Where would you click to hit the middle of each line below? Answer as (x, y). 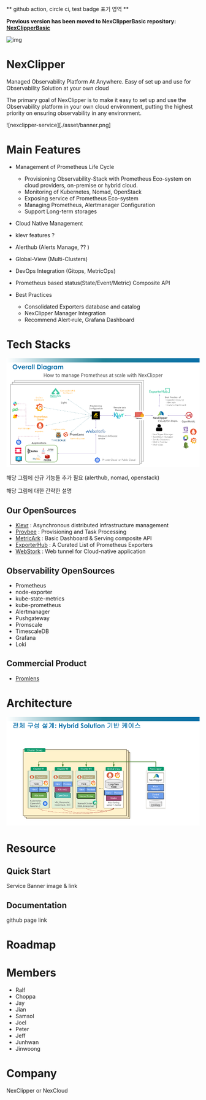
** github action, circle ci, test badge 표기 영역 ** (68, 9)
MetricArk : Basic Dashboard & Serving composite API (83, 538)
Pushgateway (32, 618)
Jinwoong (28, 1049)
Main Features (44, 150)
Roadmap (31, 945)
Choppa (25, 997)
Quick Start (29, 871)
